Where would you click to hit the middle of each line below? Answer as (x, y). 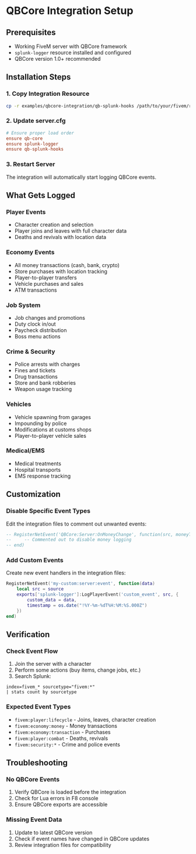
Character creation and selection (54, 225)
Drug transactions (36, 377)
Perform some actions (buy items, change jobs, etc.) (78, 670)
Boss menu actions (37, 336)
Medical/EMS (25, 451)
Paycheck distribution (41, 330)
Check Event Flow (32, 651)
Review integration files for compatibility (63, 845)
